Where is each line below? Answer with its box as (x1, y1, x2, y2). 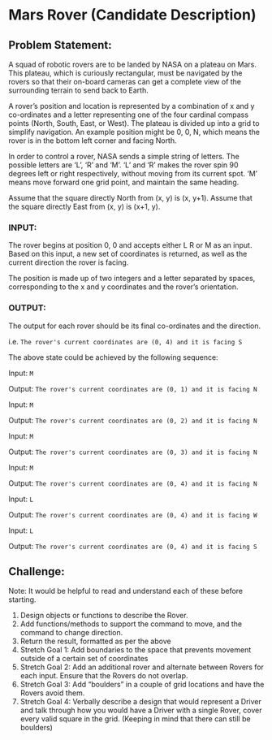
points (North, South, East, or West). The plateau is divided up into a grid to (8, 119, 260, 128)
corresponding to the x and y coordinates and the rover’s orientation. (8, 282, 239, 292)
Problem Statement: (8, 38, 112, 52)
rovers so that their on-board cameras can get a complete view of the (8, 77, 242, 86)
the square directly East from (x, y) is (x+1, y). (8, 201, 161, 211)
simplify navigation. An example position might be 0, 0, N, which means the (8, 128, 260, 136)
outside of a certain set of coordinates (19, 654, 149, 664)
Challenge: (8, 565, 65, 578)
